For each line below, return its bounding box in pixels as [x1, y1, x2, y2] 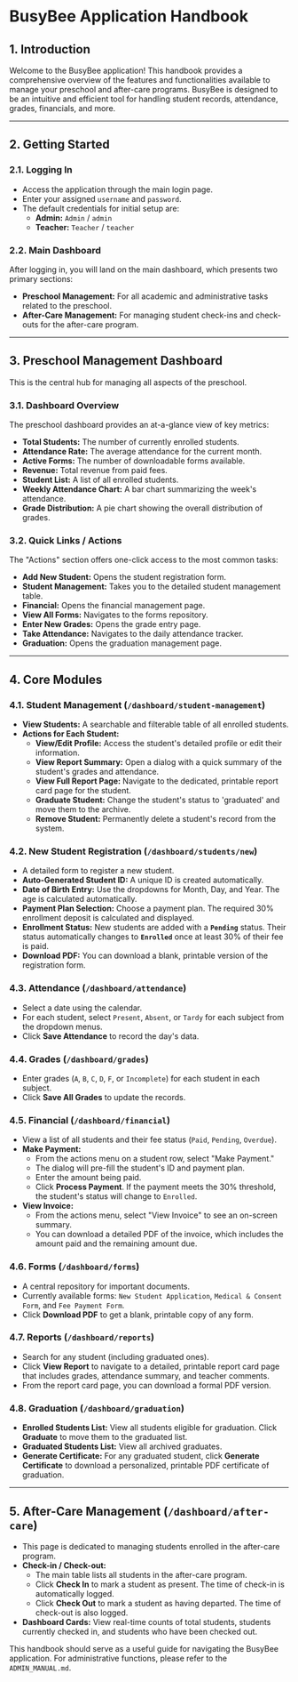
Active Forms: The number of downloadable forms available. [21, 455, 246, 466]
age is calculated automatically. [21, 894, 137, 905]
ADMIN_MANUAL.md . [9, 1662, 72, 1673]
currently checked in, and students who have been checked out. [21, 1626, 258, 1637]
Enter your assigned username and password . [21, 193, 182, 204]
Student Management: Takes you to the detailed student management [21, 581, 281, 592]
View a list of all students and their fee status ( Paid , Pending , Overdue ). [21, 1134, 278, 1145]
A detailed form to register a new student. [21, 865, 175, 876]
